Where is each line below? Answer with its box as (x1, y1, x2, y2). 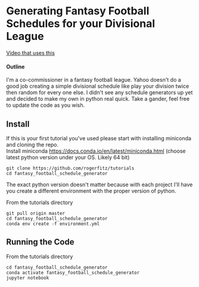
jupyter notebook (6, 274, 49, 281)
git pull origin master (6, 210, 66, 216)
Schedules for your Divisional (6, 17, 156, 30)
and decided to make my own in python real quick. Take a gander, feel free (6, 95, 189, 103)
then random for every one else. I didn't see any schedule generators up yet (6, 89, 193, 96)
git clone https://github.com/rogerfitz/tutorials (6, 165, 135, 171)
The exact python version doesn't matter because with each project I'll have (6, 181, 193, 188)
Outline (6, 63, 25, 70)
